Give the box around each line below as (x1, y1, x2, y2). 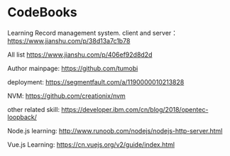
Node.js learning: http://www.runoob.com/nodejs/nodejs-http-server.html (7, 126, 223, 135)
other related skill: (7, 105, 60, 113)
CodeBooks (7, 4, 78, 21)
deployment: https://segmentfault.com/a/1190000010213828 (7, 77, 185, 86)
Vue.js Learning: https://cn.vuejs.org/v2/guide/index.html (7, 140, 175, 149)
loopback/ (7, 113, 38, 121)
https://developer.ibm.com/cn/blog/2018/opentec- (61, 105, 209, 113)
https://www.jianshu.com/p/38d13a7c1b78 (7, 36, 131, 45)
